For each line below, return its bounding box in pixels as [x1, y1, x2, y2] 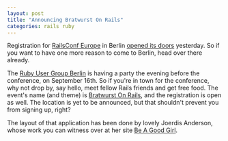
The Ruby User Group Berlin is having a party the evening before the [7, 69, 200, 77]
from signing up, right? [7, 105, 71, 114]
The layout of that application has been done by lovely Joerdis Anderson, [7, 119, 213, 127]
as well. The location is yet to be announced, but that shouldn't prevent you [7, 99, 219, 107]
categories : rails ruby [7, 23, 75, 29]
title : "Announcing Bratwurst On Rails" [7, 16, 124, 23]
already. [7, 56, 30, 64]
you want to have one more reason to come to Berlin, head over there [7, 49, 203, 57]
